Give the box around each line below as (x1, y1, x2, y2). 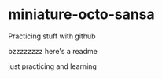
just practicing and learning (8, 61, 97, 71)
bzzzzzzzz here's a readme (8, 46, 98, 56)
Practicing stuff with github (8, 31, 96, 41)
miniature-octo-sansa (8, 5, 155, 23)
